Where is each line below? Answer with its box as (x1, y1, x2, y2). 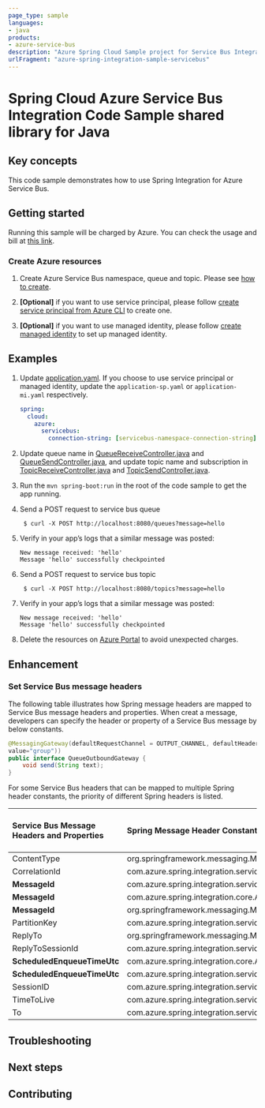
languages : (8, 19, 44, 27)
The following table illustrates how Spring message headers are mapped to (8, 699, 252, 709)
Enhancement (8, 657, 79, 671)
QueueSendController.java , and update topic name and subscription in (19, 457, 248, 466)
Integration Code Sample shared (8, 107, 225, 125)
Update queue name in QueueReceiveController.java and (19, 449, 204, 459)
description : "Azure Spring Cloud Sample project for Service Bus (8, 48, 231, 56)
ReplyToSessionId (12, 943, 79, 954)
